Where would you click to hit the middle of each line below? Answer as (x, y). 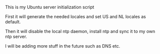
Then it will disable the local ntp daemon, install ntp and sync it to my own (80, 31)
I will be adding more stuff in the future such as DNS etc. (63, 46)
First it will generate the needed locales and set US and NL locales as (76, 16)
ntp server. (16, 37)
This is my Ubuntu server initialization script (50, 7)
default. (13, 22)
